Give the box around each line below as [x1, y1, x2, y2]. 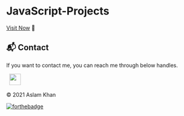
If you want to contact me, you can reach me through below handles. [6, 62, 179, 69]
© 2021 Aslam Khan [6, 91, 56, 98]
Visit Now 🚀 [6, 24, 35, 31]
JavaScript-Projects [6, 4, 110, 18]
